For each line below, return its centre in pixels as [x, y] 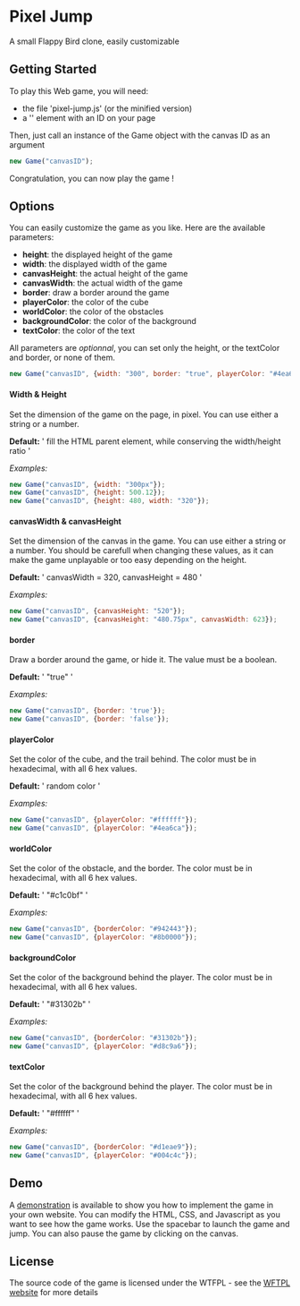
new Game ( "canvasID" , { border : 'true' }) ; [87, 711]
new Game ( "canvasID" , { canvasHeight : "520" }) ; [97, 611]
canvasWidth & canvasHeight [66, 521]
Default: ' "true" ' [41, 677]
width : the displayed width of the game [95, 264]
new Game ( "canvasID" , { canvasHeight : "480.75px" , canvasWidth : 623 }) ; [143, 619]
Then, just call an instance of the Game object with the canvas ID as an [140, 135]
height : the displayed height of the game [97, 255]
